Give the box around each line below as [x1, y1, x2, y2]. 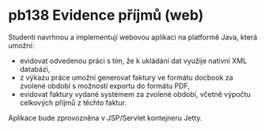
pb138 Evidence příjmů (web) [8, 6, 204, 24]
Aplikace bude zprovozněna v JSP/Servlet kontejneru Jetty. [8, 113, 203, 122]
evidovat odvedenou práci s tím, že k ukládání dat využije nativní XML [19, 56, 248, 65]
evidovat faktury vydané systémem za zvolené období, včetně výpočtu [19, 89, 251, 98]
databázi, [19, 64, 51, 73]
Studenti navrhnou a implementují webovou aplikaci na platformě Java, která [8, 32, 258, 42]
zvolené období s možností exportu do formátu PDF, [19, 81, 190, 91]
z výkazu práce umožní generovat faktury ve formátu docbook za [19, 72, 233, 82]
